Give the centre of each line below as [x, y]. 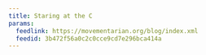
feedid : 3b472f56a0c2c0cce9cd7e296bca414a [89, 38]
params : [22, 23]
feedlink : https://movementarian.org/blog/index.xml [107, 31]
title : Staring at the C [50, 16]
